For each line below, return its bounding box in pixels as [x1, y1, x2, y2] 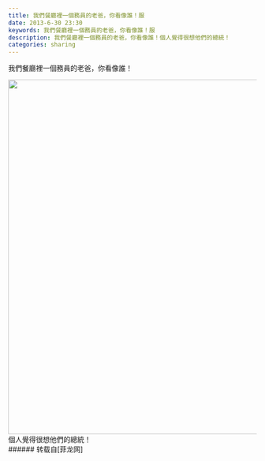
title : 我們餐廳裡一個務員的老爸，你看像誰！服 [8, 11, 145, 20]
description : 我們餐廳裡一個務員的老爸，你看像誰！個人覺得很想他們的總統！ [8, 33, 230, 42]
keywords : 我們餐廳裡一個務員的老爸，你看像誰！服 [8, 26, 155, 34]
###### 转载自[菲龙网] [8, 444, 84, 454]
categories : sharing [8, 41, 77, 49]
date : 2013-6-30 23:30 [8, 19, 83, 27]
